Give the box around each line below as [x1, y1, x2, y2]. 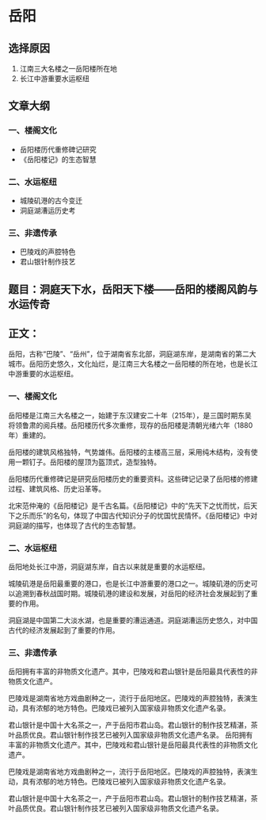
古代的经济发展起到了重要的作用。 [8, 626, 120, 635]
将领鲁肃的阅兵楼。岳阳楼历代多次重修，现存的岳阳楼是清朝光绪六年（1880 [8, 420, 253, 429]
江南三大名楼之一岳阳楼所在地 [19, 64, 117, 73]
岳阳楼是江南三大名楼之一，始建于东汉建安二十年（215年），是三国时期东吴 [8, 410, 252, 420]
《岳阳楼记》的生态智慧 [19, 154, 97, 164]
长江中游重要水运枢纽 [19, 74, 89, 83]
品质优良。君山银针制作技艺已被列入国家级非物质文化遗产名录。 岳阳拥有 [14, 730, 253, 740]
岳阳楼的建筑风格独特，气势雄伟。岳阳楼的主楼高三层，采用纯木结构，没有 [8, 447, 251, 456]
